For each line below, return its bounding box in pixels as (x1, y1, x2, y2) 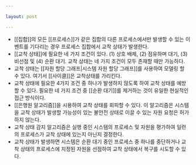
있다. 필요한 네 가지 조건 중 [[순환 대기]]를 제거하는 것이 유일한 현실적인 (26, 87, 189, 94)
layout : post (5, 13, 38, 19)
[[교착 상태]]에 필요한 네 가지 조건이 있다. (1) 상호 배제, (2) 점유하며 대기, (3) (13, 50, 188, 57)
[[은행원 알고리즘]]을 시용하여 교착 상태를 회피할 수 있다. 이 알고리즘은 (13, 101, 174, 108)
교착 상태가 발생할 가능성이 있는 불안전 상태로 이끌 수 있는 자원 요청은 (20, 109, 178, 116)
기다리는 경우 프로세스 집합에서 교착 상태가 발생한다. (29, 43, 149, 50)
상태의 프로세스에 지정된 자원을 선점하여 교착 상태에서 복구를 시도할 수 (20, 145, 180, 152)
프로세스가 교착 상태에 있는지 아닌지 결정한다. (20, 130, 124, 137)
